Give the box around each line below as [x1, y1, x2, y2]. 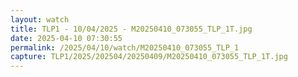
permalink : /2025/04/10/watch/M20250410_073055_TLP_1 [10, 42, 240, 53]
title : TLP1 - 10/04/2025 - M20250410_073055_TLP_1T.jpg [10, 24, 253, 34]
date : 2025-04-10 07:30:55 [10, 33, 123, 43]
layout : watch [10, 14, 70, 25]
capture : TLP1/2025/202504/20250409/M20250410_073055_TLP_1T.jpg [10, 52, 288, 62]
